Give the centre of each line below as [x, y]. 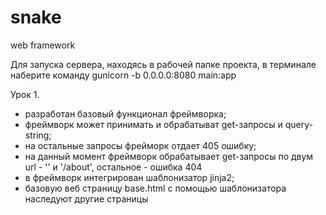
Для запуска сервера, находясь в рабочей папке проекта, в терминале [163, 64]
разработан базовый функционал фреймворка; [125, 113]
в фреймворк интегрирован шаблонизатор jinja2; [129, 177]
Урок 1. [25, 94]
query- [298, 124]
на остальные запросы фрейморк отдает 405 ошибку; [140, 145]
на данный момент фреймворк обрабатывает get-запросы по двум [169, 156]
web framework [43, 45]
